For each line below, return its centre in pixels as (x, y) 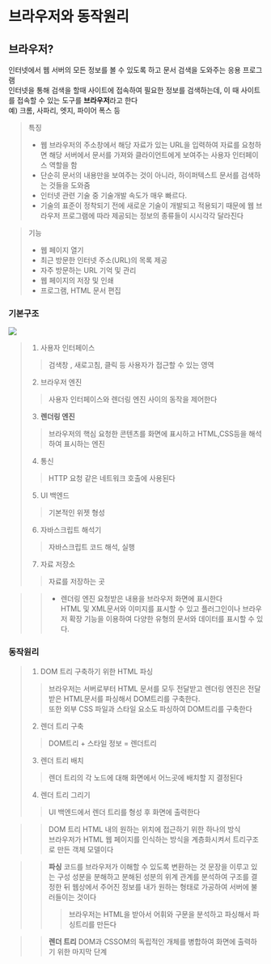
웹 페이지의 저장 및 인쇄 (77, 280)
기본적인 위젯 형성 (76, 513)
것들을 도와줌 (70, 185)
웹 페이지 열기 (62, 250)
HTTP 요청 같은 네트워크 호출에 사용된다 (112, 478)
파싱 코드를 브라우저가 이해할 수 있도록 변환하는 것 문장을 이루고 (148, 866)
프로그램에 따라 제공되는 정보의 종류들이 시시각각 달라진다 (153, 216)
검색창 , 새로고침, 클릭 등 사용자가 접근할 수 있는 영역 (131, 365)
